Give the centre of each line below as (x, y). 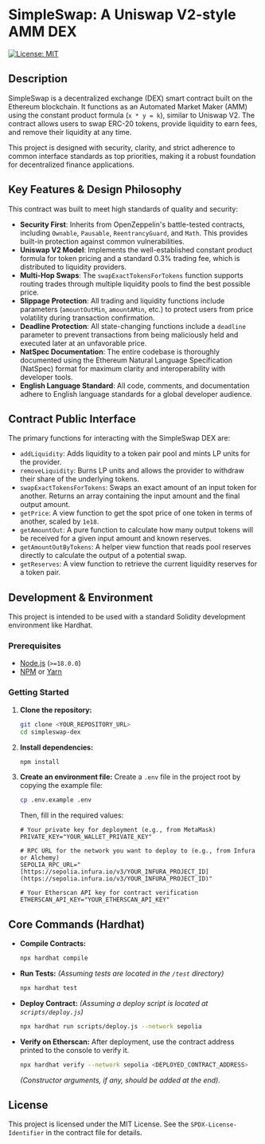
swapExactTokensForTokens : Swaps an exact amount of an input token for (138, 488)
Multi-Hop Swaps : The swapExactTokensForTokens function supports (132, 275)
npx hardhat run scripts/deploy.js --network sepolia (111, 1026)
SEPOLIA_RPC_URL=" (50, 865)
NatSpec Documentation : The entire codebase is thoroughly (120, 351)
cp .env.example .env (55, 800)
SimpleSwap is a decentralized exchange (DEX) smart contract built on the (131, 98)
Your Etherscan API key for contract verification (113, 893)
